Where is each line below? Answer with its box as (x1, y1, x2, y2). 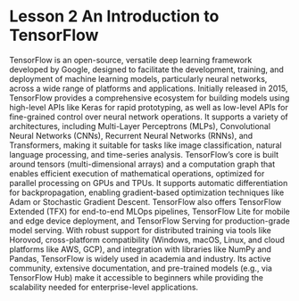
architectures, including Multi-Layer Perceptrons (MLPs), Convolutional (9, 120, 270, 131)
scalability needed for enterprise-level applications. (9, 281, 199, 292)
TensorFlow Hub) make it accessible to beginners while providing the (9, 272, 263, 282)
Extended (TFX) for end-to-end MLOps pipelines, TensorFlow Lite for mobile (9, 206, 290, 216)
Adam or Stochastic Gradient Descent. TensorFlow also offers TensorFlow (9, 196, 282, 207)
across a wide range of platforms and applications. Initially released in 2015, (9, 83, 288, 94)
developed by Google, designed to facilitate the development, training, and (9, 64, 284, 75)
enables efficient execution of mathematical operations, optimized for (9, 167, 265, 179)
